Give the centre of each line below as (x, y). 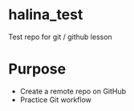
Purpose (37, 69)
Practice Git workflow (56, 99)
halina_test (46, 15)
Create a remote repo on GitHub (73, 91)
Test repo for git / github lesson (60, 37)
